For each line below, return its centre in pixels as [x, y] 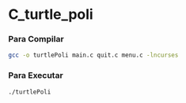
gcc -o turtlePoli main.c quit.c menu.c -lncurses [93, 55]
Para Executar [36, 75]
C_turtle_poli [51, 15]
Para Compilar [36, 39]
